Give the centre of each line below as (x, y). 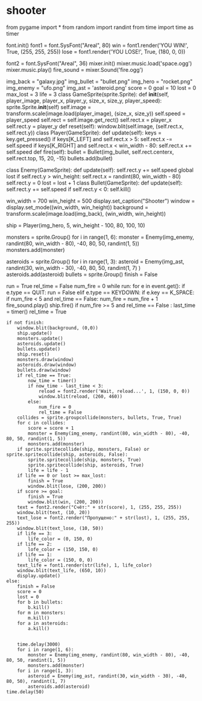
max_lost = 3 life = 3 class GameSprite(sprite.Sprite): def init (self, (88, 94)
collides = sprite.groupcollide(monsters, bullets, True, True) (99, 417)
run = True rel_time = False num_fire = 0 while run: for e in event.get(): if (96, 286)
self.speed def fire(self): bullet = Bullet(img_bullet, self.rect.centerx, (90, 152)
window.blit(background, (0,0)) (58, 328)
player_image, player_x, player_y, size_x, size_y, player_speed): (84, 101)
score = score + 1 (51, 428)
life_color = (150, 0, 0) (61, 560)
